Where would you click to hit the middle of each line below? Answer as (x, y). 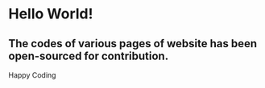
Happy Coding (32, 75)
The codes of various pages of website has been (133, 44)
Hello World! (51, 14)
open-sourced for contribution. (89, 56)
